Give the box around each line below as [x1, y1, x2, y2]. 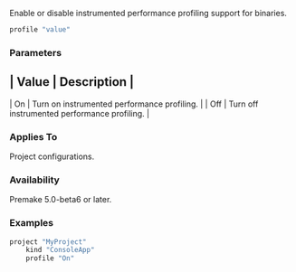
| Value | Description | [9, 74, 134, 89]
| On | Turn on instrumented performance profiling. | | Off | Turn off [9, 98, 259, 109]
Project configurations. [9, 151, 95, 162]
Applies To [9, 130, 58, 143]
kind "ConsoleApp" [25, 246, 95, 255]
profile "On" [25, 254, 75, 263]
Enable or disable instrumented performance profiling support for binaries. [9, 8, 288, 18]
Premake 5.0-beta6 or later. [9, 194, 112, 205]
